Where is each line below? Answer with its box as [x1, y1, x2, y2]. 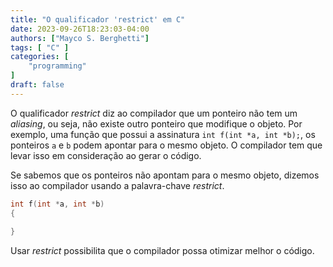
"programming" [28, 61, 87, 71]
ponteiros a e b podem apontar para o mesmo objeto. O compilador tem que [10, 139, 323, 151]
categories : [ [10, 52, 70, 62]
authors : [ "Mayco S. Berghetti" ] [10, 33, 150, 43]
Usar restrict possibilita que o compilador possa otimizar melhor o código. [10, 245, 315, 257]
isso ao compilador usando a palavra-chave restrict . [10, 179, 225, 191]
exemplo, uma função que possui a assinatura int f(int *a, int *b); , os [10, 128, 316, 140]
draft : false [10, 80, 65, 90]
